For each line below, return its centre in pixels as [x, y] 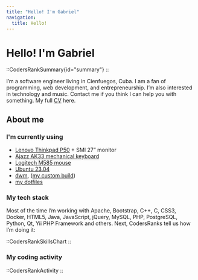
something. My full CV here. [41, 101]
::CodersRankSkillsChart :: [39, 241]
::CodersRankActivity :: [35, 270]
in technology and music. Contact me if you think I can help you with [91, 94]
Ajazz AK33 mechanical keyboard [57, 156]
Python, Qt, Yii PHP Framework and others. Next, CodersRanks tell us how [99, 223]
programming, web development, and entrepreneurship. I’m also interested [99, 87]
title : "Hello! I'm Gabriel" [43, 12]
